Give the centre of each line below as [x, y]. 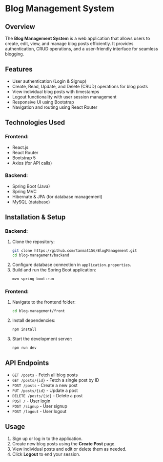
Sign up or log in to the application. [47, 438]
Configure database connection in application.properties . [72, 265]
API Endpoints [27, 363]
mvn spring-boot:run [33, 279]
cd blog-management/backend [41, 255]
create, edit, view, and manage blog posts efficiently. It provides [69, 44]
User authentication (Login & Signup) [49, 81]
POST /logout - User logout [39, 411]
